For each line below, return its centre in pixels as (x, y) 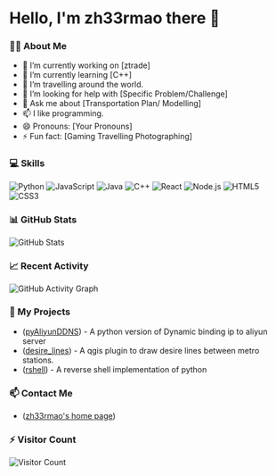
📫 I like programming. (63, 113)
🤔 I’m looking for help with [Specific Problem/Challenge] (125, 94)
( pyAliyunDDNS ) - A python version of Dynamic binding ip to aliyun (145, 331)
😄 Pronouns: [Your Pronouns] (77, 126)
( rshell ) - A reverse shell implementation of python (114, 369)
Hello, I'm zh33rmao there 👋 (115, 18)
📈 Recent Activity (49, 266)
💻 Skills (27, 163)
